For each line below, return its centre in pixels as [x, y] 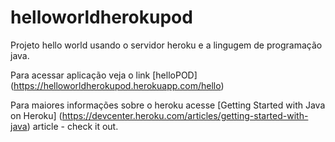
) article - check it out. [72, 126]
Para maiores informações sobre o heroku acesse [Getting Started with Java [168, 105]
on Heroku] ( [36, 115]
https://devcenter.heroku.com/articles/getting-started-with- [185, 115]
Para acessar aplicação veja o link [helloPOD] [104, 75]
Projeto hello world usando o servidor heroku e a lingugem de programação [166, 45]
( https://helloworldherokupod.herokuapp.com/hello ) [117, 85]
